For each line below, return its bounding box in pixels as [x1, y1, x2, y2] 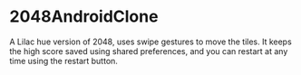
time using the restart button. [9, 55, 118, 66]
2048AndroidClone [9, 6, 159, 27]
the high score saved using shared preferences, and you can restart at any [9, 45, 288, 56]
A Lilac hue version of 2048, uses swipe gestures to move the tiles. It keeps [9, 36, 292, 47]
